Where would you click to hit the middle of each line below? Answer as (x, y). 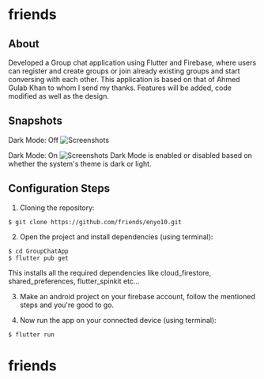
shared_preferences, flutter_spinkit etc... (74, 281)
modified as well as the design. (58, 96)
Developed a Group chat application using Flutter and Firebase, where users (132, 62)
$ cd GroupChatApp (38, 251)
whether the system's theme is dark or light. (80, 163)
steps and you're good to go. (67, 305)
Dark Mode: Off (34, 140)
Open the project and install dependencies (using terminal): (116, 236)
